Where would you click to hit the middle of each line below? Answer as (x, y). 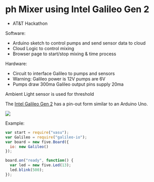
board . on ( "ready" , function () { (39, 161)
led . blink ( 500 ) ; (27, 170)
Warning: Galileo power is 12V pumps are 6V (59, 79)
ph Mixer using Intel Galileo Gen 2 (77, 9)
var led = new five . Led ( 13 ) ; (41, 165)
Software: (15, 33)
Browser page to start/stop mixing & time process (64, 54)
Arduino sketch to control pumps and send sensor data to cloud (79, 43)
